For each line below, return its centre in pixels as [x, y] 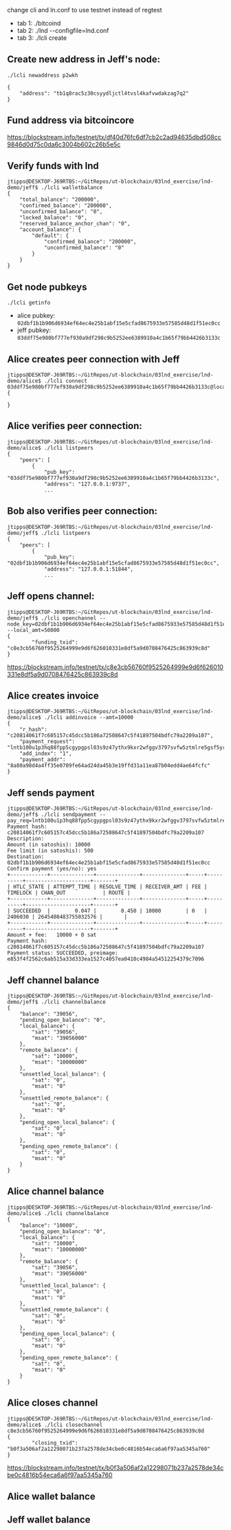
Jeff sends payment [51, 793]
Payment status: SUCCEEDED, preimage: [63, 953]
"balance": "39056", [49, 1014]
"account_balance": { [50, 230]
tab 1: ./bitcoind [39, 23]
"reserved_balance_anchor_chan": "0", [75, 224]
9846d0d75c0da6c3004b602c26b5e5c [64, 144]
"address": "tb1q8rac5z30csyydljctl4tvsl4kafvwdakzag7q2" [104, 93]
